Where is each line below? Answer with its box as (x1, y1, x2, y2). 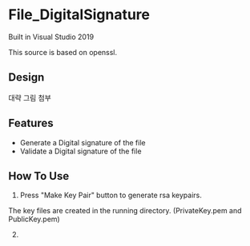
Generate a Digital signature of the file (19, 137, 146, 147)
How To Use (8, 169, 70, 183)
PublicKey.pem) (8, 214, 60, 224)
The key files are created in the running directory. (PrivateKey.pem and (8, 206, 242, 216)
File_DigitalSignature (8, 6, 151, 24)
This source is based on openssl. (8, 47, 118, 57)
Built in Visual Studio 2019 (8, 32, 95, 42)
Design (8, 70, 45, 85)
